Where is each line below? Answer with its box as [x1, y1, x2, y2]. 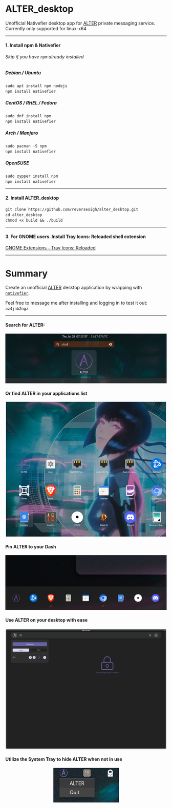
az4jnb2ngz [5, 306, 29, 311]
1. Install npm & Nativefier [5, 42, 61, 48]
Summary [5, 267, 48, 279]
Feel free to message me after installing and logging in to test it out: [5, 300, 147, 306]
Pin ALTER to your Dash [5, 543, 56, 549]
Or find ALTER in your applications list [5, 390, 88, 396]
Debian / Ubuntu [5, 70, 41, 76]
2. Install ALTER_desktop [5, 195, 59, 201]
